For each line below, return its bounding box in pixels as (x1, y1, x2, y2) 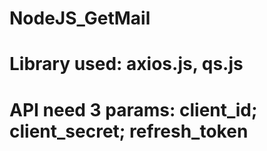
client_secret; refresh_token (9, 120, 249, 142)
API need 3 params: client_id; (9, 98, 258, 121)
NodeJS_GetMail (9, 7, 151, 30)
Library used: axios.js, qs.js (9, 53, 244, 76)
